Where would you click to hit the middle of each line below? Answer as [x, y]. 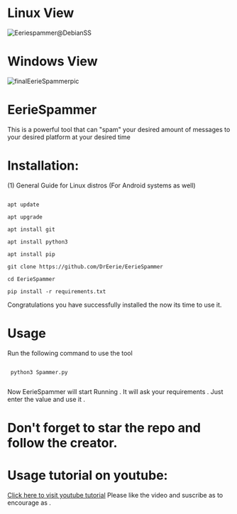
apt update [23, 204]
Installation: [43, 165]
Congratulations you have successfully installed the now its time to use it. [115, 305]
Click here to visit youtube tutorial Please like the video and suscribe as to [115, 495]
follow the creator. [62, 443]
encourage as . [29, 503]
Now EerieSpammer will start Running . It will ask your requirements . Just [115, 391]
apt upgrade [25, 217]
